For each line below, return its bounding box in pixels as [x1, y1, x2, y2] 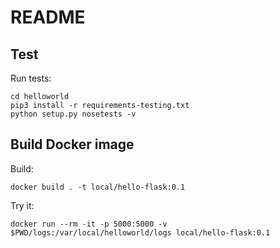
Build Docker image [10, 136, 135, 153]
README [10, 6, 86, 29]
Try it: [10, 199, 35, 211]
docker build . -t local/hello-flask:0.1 [10, 182, 186, 192]
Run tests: [10, 72, 52, 84]
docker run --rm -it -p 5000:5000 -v [10, 219, 168, 229]
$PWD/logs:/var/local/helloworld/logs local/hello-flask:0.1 [10, 227, 271, 238]
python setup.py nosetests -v [10, 109, 137, 119]
